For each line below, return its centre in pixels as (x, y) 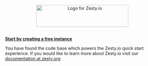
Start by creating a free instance (39, 39)
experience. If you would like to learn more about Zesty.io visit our (72, 53)
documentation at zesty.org (33, 58)
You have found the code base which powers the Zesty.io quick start (74, 48)
